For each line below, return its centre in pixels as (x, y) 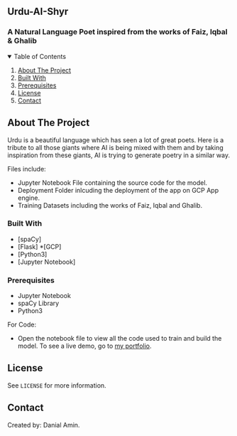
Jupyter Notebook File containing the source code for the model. (112, 182)
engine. (29, 198)
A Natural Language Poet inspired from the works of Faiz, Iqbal (118, 32)
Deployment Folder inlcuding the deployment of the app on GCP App (118, 190)
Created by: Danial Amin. (44, 425)
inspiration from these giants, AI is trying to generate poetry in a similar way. (119, 155)
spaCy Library (38, 303)
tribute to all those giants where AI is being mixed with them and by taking (115, 147)
